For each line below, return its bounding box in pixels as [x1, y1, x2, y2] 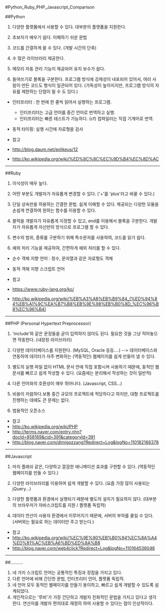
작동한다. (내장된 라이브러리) [17, 337, 72, 342]
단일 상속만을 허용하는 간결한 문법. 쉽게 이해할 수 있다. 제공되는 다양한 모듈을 [12, 202, 159, 207]
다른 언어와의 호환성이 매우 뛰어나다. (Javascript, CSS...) [12, 380, 122, 386]
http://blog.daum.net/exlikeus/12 [12, 146, 78, 152]
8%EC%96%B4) [12, 306, 47, 312]
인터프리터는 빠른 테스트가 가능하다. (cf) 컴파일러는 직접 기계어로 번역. [19, 116, 154, 121]
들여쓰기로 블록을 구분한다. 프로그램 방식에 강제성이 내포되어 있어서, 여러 [12, 76, 151, 82]
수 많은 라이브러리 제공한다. [12, 55, 65, 61]
